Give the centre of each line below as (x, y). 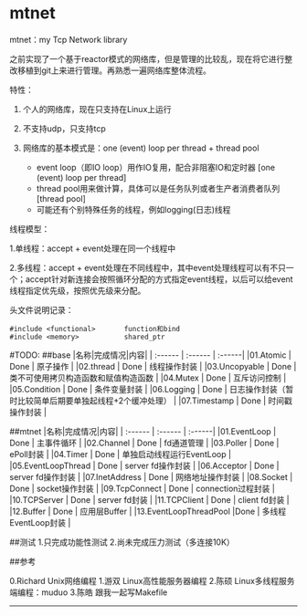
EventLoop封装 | (40, 522)
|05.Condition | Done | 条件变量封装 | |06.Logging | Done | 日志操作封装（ (148, 389)
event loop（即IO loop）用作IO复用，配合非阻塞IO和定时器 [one (156, 167)
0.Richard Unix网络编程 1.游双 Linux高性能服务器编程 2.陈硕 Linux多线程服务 (152, 580)
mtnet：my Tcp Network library (69, 39)
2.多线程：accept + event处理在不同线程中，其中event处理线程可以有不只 (148, 267)
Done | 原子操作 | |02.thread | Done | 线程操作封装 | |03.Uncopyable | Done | (153, 366)
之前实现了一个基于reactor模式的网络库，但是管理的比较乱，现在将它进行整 (151, 58)
